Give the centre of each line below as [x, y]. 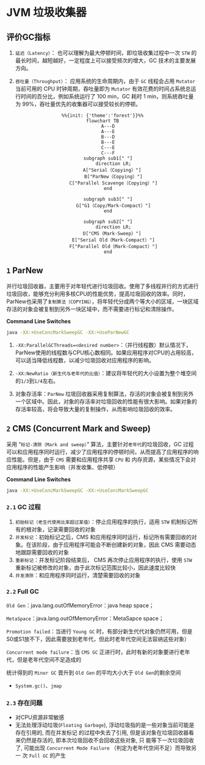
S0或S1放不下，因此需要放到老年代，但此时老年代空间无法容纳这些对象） [98, 639]
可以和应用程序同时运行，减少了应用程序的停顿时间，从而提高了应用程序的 [100, 452]
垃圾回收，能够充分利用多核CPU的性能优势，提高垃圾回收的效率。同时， [98, 293]
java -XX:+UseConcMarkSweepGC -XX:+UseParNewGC [68, 332]
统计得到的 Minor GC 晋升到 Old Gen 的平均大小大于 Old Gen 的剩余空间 [94, 672]
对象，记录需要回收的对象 [63, 529]
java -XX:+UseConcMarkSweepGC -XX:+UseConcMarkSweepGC [77, 490]
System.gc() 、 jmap [38, 686]
